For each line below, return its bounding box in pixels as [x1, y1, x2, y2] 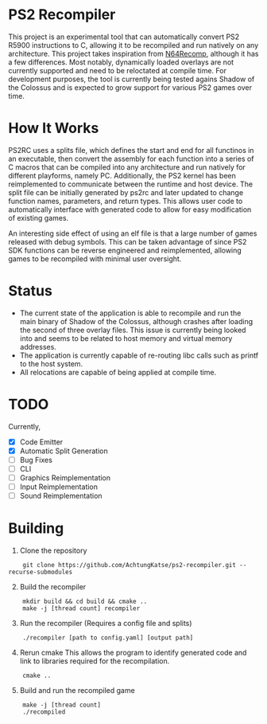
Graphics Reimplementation [19, 473, 111, 483]
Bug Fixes [19, 455, 53, 464]
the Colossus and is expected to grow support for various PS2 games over [8, 82, 253, 92]
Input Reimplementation [19, 482, 98, 491]
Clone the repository [19, 546, 87, 555]
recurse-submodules [8, 568, 73, 577]
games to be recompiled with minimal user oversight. [8, 253, 182, 264]
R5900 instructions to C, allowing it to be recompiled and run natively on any [8, 40, 259, 49]
